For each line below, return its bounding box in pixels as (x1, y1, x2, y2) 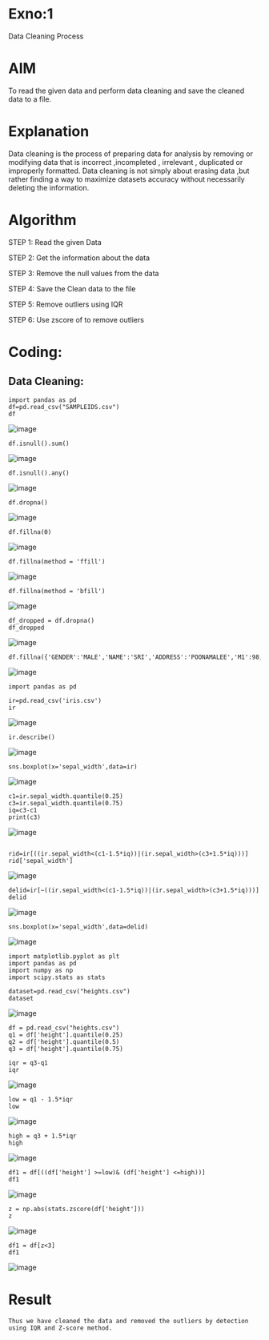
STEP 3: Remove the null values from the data (8, 268, 159, 278)
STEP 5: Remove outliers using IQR (8, 299, 123, 309)
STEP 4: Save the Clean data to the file (8, 283, 136, 293)
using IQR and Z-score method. (8, 1324, 113, 1332)
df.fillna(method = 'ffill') (8, 557, 106, 565)
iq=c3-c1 (8, 806, 38, 814)
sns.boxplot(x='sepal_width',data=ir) (8, 762, 138, 771)
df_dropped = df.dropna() (8, 616, 94, 624)
